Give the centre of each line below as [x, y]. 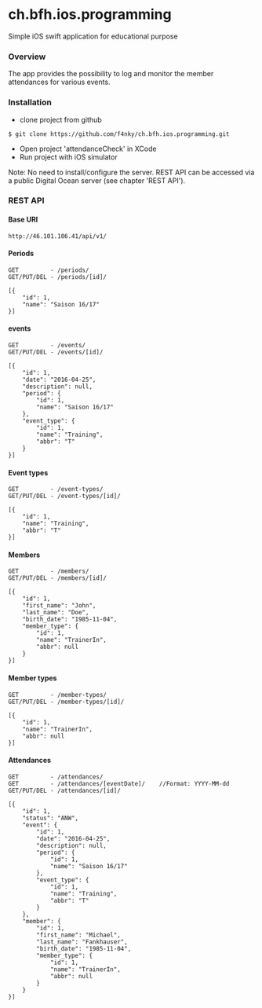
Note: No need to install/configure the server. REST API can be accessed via [131, 172]
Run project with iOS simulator [68, 157]
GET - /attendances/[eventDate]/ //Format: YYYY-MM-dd [119, 783]
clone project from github [60, 119]
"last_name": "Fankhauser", [82, 942]
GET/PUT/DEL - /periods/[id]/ [58, 277]
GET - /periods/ [49, 270]
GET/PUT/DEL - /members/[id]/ [58, 578]
